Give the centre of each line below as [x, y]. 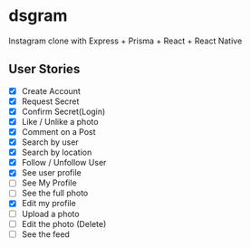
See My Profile [49, 183]
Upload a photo [50, 214]
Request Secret [50, 101]
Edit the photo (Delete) [64, 223]
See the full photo [55, 193]
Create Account [51, 90]
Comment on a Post [58, 132]
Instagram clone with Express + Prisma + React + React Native [125, 41]
